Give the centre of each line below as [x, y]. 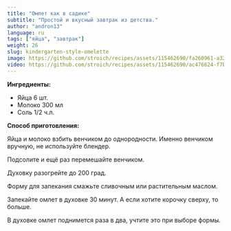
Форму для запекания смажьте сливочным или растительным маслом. [112, 186]
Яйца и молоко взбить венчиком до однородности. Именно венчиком [110, 139]
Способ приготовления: [43, 125]
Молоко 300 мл [40, 104]
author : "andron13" [35, 26]
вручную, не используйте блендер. [59, 146]
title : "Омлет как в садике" [49, 13]
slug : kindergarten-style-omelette [58, 52]
